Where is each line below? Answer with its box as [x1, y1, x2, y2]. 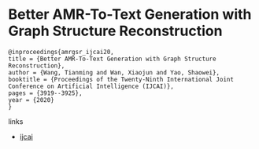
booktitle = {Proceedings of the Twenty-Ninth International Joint [8, 75, 235, 83]
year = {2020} [8, 96, 55, 104]
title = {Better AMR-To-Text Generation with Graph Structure [8, 55, 216, 63]
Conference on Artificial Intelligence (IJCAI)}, [8, 82, 175, 90]
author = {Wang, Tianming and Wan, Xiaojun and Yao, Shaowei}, [8, 68, 220, 76]
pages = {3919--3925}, [8, 89, 83, 97]
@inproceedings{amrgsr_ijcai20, [8, 48, 114, 56]
